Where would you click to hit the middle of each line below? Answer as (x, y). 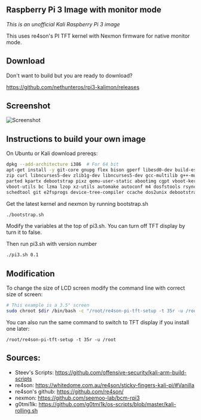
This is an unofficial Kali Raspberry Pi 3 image (63, 24)
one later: (18, 328)
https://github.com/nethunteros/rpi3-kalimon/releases (73, 87)
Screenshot (28, 106)
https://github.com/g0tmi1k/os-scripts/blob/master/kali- (107, 404)
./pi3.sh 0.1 (22, 255)
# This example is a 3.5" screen (48, 305)
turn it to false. (24, 232)
